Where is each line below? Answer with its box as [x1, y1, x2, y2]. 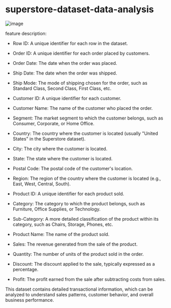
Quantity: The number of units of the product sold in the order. [12, 251, 144, 257]
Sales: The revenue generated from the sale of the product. [12, 241, 138, 247]
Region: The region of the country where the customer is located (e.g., [12, 175, 161, 181]
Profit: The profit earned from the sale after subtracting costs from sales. [12, 276, 166, 282]
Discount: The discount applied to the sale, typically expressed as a [12, 260, 155, 267]
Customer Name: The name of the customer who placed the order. [12, 105, 153, 111]
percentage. [12, 266, 39, 272]
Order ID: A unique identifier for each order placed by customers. [12, 50, 150, 56]
